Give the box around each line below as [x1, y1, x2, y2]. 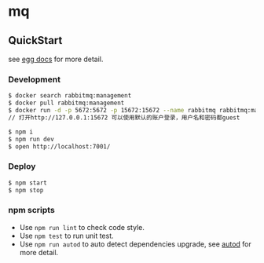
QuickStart [8, 34, 63, 47]
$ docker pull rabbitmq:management [8, 99, 125, 108]
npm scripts [8, 205, 55, 216]
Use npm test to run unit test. [19, 231, 114, 240]
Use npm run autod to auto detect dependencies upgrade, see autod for [19, 239, 251, 249]
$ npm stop [8, 186, 44, 194]
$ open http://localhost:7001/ [8, 142, 111, 151]
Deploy [8, 161, 36, 172]
